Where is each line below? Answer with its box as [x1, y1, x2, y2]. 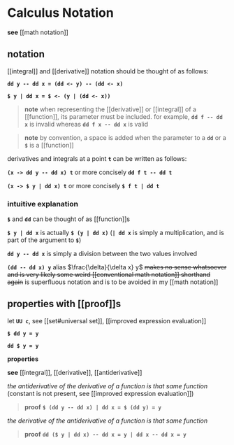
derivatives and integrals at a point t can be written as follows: [7, 154, 187, 162]
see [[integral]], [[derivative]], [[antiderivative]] [7, 368, 142, 376]
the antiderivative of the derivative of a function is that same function [7, 381, 208, 390]
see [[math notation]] [7, 28, 68, 36]
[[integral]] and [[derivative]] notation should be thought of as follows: [7, 66, 209, 75]
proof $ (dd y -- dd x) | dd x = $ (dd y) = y [24, 402, 162, 411]
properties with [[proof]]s [7, 298, 122, 310]
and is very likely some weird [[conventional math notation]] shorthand [7, 271, 211, 279]
